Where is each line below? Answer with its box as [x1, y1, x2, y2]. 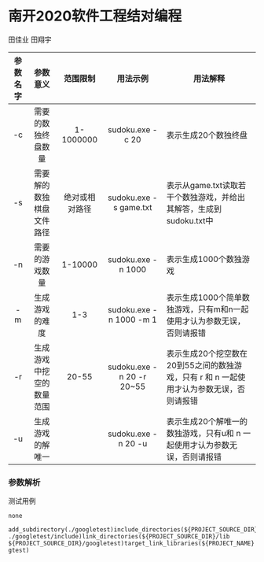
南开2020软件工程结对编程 [8, 7, 182, 25]
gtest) [8, 546, 30, 555]
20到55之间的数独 [166, 360, 234, 371]
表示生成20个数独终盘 [166, 129, 247, 140]
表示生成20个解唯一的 [166, 416, 247, 427]
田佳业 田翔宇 [8, 35, 52, 44]
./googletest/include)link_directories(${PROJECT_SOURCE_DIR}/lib [8, 533, 230, 541]
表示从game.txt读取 [166, 179, 239, 190]
